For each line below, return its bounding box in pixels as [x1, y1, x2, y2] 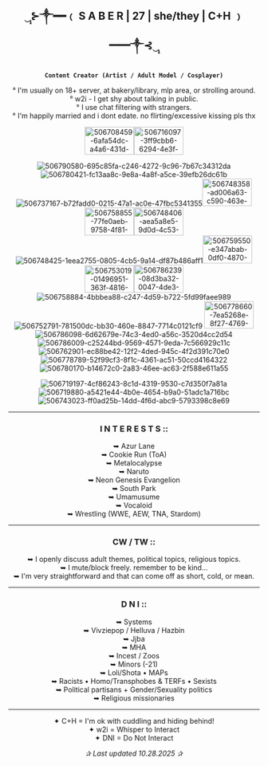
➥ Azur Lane [112, 442, 156, 451]
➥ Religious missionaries [93, 693, 175, 702]
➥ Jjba [123, 634, 145, 643]
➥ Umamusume [108, 492, 160, 502]
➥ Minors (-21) [110, 659, 158, 669]
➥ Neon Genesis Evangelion [87, 475, 181, 485]
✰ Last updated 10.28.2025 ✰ [85, 748, 183, 758]
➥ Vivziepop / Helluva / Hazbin [83, 625, 185, 634]
